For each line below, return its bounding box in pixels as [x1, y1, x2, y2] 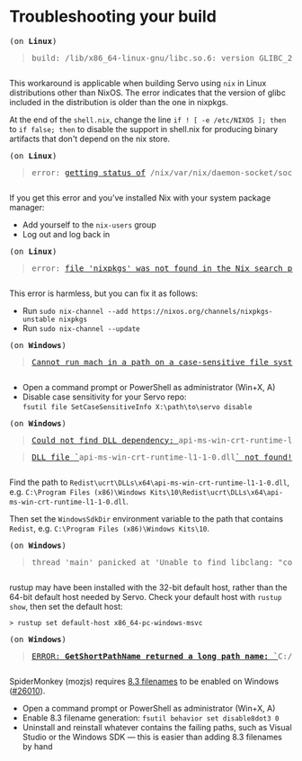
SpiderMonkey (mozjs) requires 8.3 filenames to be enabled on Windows [9, 676, 280, 686]
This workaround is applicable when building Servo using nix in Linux [9, 77, 267, 88]
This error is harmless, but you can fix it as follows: [9, 288, 199, 299]
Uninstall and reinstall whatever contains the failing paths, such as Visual [22, 721, 292, 732]
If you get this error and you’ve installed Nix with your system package [9, 192, 271, 203]
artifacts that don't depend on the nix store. [9, 133, 171, 144]
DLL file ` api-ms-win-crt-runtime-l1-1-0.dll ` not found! [31, 452, 293, 462]
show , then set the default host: [9, 601, 123, 612]
